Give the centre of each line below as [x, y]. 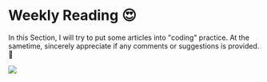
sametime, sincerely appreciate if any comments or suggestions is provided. [134, 45]
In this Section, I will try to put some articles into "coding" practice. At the [129, 37]
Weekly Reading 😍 [73, 16]
